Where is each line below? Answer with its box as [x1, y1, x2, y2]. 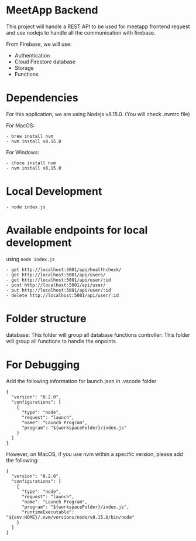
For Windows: [6, 148, 40, 155]
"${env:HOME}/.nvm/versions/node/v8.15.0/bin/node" [6, 514, 135, 520]
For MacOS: [6, 121, 35, 129]
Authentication [14, 52, 50, 59]
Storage [14, 64, 34, 71]
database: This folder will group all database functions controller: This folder [6, 331, 190, 338]
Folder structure [6, 312, 87, 325]
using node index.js [6, 255, 55, 262]
